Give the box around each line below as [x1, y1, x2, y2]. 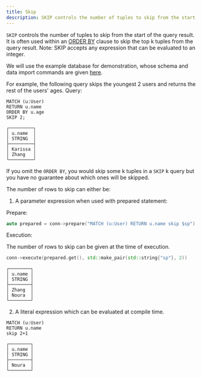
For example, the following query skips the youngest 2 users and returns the [6, 80, 196, 88]
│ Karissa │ [6, 146, 36, 152]
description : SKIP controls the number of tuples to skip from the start [6, 15, 196, 21]
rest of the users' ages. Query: [6, 87, 83, 94]
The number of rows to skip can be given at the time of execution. [6, 243, 170, 251]
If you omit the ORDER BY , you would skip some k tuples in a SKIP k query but [6, 167, 195, 174]
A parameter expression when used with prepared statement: [14, 197, 168, 205]
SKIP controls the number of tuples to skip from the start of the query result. [6, 31, 195, 38]
